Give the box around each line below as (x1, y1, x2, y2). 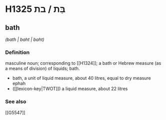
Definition (5, 49, 30, 56)
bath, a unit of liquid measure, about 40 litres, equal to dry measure (12, 75, 151, 81)
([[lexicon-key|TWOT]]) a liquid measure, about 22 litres (12, 86, 128, 92)
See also (5, 98, 26, 105)
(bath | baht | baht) (5, 36, 45, 42)
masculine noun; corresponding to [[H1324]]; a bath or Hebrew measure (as (5, 60, 162, 66)
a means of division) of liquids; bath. (5, 66, 80, 72)
